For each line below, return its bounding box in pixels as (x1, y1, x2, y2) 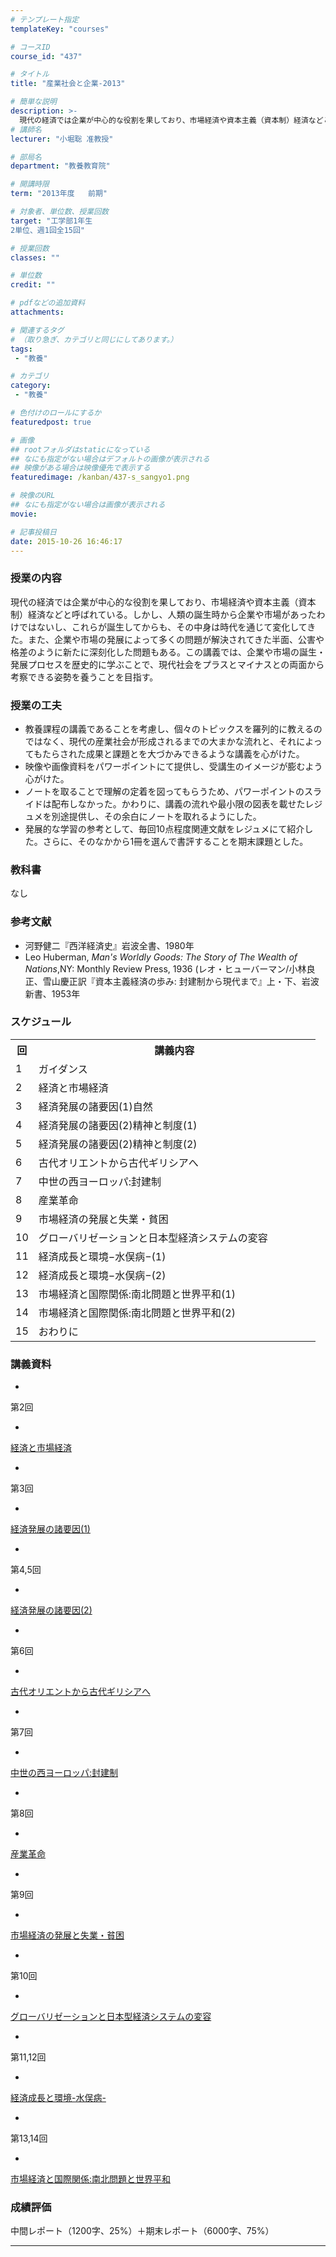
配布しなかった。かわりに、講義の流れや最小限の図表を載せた (51, 797, 306, 810)
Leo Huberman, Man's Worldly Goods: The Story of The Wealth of (24, 951, 298, 963)
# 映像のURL (10, 491, 56, 501)
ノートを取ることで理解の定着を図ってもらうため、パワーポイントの (24, 785, 305, 797)
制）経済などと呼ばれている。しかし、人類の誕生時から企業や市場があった (10, 608, 317, 620)
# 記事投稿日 (10, 527, 57, 537)
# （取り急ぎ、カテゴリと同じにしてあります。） (10, 334, 178, 345)
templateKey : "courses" (10, 24, 110, 34)
